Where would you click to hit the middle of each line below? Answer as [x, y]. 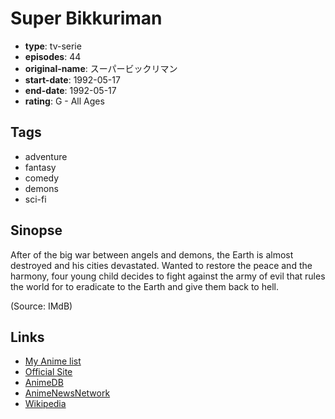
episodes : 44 [53, 56]
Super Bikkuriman [86, 18]
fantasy [40, 167]
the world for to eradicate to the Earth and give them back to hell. [144, 286]
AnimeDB [44, 383]
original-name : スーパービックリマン [101, 68]
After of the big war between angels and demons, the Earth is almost [152, 254]
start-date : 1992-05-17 [72, 79]
